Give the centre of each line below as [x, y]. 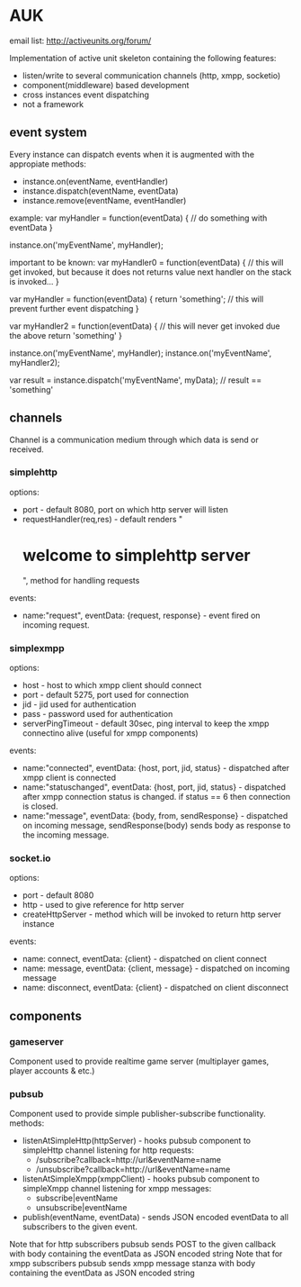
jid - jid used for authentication [79, 704]
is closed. [40, 806]
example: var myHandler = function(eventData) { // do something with [138, 218]
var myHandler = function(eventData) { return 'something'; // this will [137, 299]
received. [27, 449]
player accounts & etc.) [52, 1071]
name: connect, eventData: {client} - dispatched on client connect [145, 959]
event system [48, 133]
